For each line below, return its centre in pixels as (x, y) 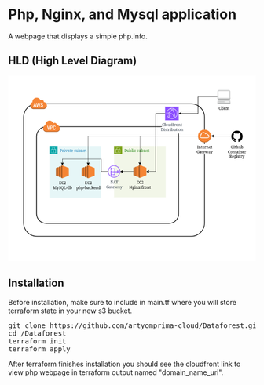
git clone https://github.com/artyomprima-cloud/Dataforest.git (135, 325)
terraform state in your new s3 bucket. (70, 311)
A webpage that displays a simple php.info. (78, 36)
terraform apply (39, 349)
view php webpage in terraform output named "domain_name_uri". (116, 372)
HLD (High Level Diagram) (73, 61)
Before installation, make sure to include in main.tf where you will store (123, 302)
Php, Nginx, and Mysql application (123, 15)
